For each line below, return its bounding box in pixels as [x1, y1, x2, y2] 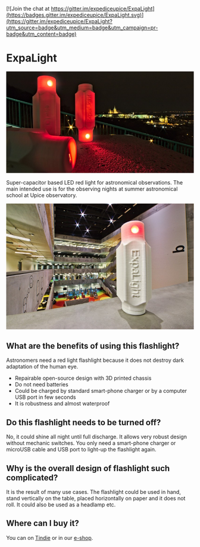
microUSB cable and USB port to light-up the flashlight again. [6, 446, 157, 453]
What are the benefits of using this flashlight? [6, 340, 180, 351]
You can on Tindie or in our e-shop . [6, 534, 93, 541]
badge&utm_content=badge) [6, 30, 77, 38]
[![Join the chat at [6, 5, 50, 12]
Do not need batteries [14, 381, 68, 388]
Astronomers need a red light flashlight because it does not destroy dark [6, 357, 185, 364]
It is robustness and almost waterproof [14, 400, 110, 407]
